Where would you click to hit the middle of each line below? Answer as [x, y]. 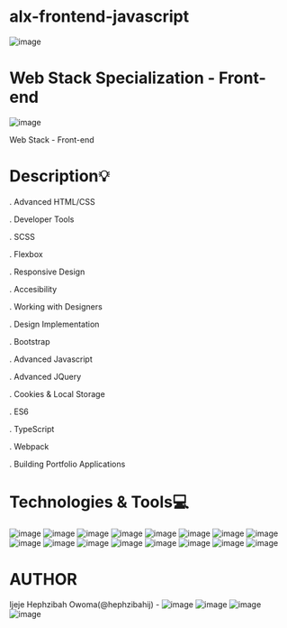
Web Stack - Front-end [52, 139]
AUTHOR [44, 579]
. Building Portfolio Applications [67, 464]
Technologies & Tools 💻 [99, 502]
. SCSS [22, 236]
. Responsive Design [47, 272]
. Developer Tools [42, 219]
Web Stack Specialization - [112, 78]
